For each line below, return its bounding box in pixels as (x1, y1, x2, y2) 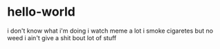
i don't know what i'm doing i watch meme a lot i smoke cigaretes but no (7, 27, 213, 35)
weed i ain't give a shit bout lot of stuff (7, 33, 117, 42)
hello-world (7, 4, 76, 20)
